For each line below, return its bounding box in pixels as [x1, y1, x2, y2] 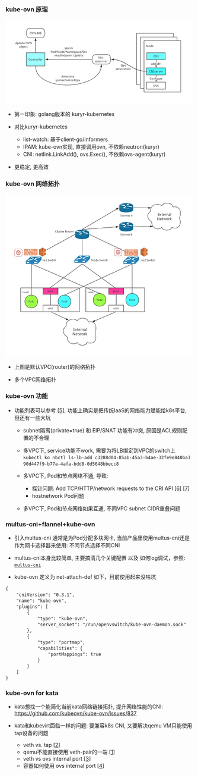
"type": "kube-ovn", [37, 616, 88, 622]
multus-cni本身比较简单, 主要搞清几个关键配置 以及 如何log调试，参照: [14, 554, 186, 561]
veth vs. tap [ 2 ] [23, 742, 60, 749]
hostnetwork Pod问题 [31, 492, 84, 499]
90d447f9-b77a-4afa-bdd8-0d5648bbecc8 [23, 461, 119, 467]
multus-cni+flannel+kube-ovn [5, 520, 95, 528]
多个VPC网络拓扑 [14, 376, 57, 383]
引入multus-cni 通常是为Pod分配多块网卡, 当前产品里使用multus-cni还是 [14, 534, 190, 542]
